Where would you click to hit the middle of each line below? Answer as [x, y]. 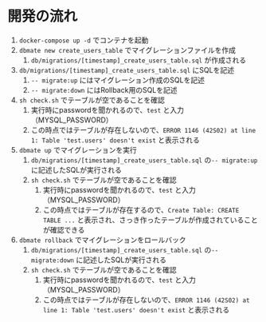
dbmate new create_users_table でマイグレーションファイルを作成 [127, 50]
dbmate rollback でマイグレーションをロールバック [102, 240]
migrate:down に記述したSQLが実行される [99, 260]
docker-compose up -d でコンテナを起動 [84, 40]
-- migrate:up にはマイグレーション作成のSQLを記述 [117, 80]
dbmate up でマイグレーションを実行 [78, 149]
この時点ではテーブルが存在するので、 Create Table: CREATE [141, 209]
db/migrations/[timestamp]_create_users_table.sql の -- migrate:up [144, 160]
